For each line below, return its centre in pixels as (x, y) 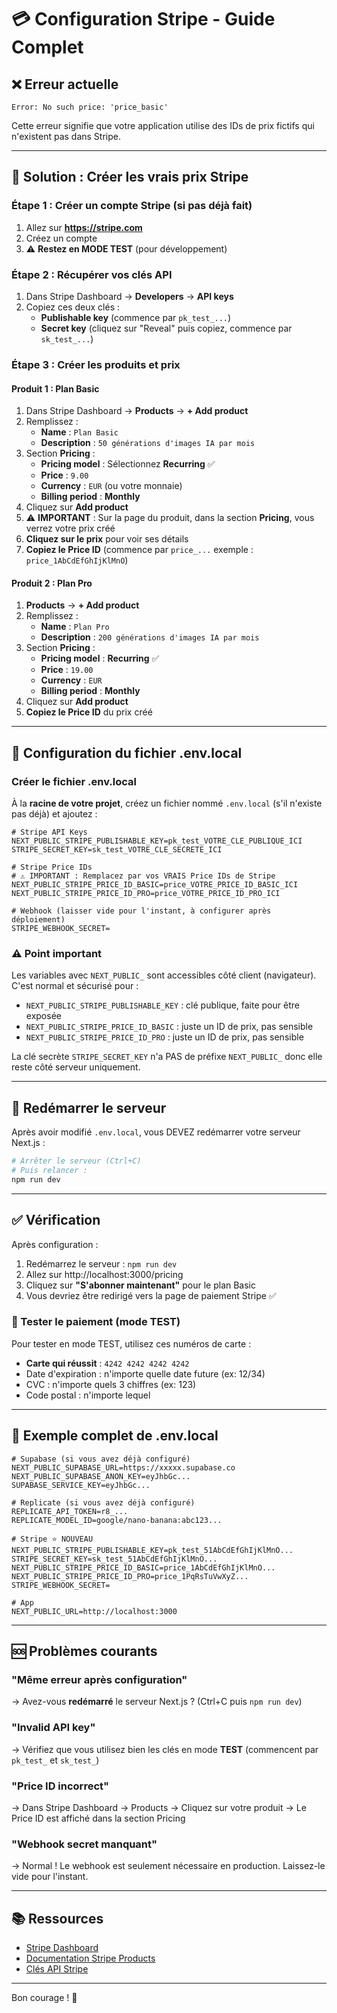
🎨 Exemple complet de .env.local (115, 1436)
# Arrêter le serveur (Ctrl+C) (76, 1161)
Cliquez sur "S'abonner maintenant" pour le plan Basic (141, 1285)
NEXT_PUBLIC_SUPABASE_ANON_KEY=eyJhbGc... (101, 1476)
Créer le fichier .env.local (74, 781)
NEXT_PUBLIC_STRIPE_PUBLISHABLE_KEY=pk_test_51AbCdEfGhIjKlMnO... (152, 1550)
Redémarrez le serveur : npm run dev (101, 1263)
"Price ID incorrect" (60, 1786)
